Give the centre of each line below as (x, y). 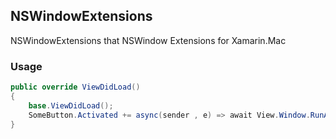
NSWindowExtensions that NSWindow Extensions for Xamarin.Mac (148, 40)
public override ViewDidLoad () (75, 87)
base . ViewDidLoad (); (71, 105)
